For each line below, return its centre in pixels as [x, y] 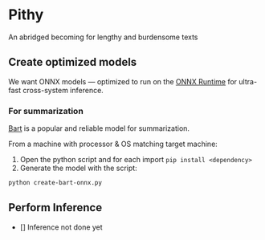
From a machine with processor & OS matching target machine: [113, 144]
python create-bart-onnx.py [55, 183]
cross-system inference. [63, 90]
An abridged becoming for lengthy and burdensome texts [103, 37]
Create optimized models [73, 62]
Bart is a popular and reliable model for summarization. [99, 128]
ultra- [248, 81]
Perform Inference [55, 207]
